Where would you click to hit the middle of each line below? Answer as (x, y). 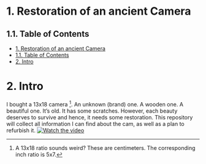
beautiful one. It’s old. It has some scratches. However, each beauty (92, 111)
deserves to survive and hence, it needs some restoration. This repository (100, 117)
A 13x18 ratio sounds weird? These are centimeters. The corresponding (105, 147)
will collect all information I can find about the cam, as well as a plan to (96, 124)
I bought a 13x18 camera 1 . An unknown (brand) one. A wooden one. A (95, 103)
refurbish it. (21, 130)
